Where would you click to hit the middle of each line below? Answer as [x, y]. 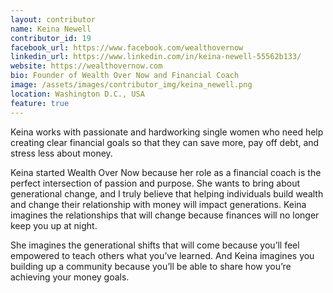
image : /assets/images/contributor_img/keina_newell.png [131, 85]
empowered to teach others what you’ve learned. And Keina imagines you [162, 255]
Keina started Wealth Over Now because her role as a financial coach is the [166, 172]
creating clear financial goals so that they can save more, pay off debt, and [165, 142]
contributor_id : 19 [51, 38]
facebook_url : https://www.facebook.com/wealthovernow [127, 47]
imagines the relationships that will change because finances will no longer [165, 215]
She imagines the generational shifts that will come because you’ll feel [155, 245]
